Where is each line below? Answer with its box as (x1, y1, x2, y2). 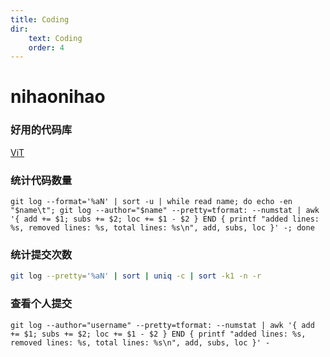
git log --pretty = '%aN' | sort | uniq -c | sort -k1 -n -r (10, 271, 262, 281)
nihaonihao (10, 86, 106, 108)
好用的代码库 (10, 123, 73, 137)
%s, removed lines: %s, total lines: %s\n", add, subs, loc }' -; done (10, 223, 315, 233)
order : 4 (28, 42, 65, 53)
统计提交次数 (10, 247, 73, 261)
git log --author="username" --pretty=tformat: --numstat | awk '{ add (10, 320, 315, 330)
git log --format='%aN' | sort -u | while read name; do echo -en (10, 197, 293, 207)
